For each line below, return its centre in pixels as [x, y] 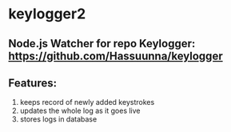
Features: [33, 83]
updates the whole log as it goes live [80, 111]
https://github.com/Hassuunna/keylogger [115, 56]
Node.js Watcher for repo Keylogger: [102, 44]
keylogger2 [47, 14]
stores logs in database [58, 119]
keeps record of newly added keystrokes [87, 102]
